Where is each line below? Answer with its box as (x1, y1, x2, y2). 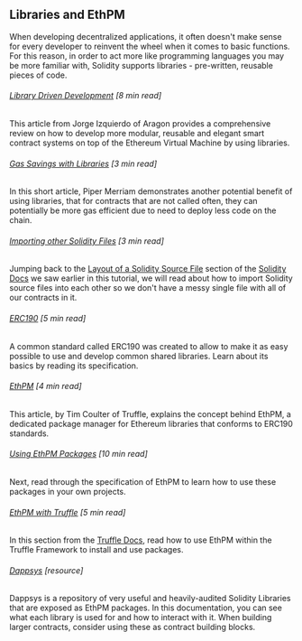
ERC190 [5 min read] (9, 313, 87, 324)
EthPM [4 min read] (9, 381, 83, 392)
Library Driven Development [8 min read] (9, 90, 162, 101)
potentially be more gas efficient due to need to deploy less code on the (9, 205, 277, 216)
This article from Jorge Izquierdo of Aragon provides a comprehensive (9, 118, 271, 129)
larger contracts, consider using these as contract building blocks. (9, 622, 256, 633)
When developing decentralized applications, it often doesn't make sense (9, 31, 282, 42)
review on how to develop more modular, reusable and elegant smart (9, 128, 265, 139)
